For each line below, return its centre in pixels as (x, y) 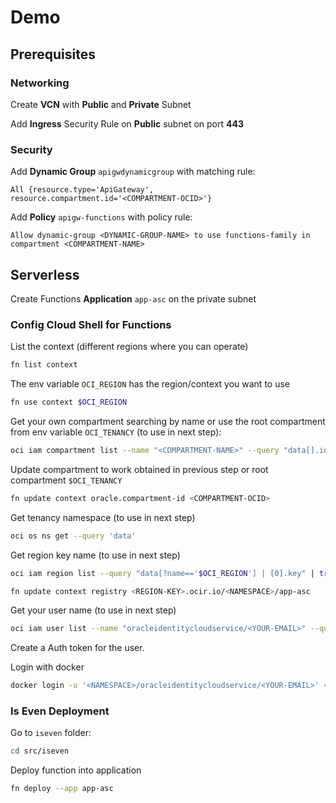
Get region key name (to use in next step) (95, 555)
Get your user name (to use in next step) (93, 610)
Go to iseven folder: (51, 733)
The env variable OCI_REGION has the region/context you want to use (150, 384)
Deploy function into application (76, 770)
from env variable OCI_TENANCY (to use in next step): (116, 432)
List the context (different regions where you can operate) (129, 347)
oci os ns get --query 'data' (73, 536)
